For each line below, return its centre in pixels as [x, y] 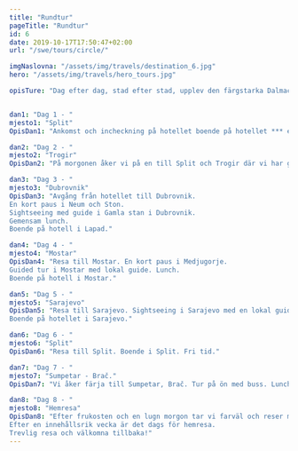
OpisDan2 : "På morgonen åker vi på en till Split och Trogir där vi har [146, 164]
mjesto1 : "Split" [41, 123]
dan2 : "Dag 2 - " [41, 147]
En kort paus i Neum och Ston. [67, 204]
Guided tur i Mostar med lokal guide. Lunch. [94, 270]
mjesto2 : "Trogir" [43, 155]
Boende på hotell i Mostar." [63, 278]
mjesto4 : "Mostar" [43, 254]
